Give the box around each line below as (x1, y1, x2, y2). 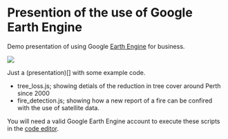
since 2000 (17, 89, 50, 97)
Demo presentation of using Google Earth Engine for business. (7, 42, 185, 50)
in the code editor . (7, 124, 59, 132)
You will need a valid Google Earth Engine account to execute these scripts (7, 117, 220, 125)
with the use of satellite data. (17, 103, 100, 111)
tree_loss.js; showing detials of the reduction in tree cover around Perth (17, 81, 221, 90)
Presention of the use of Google (7, 5, 193, 21)
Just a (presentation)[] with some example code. (7, 68, 146, 76)
